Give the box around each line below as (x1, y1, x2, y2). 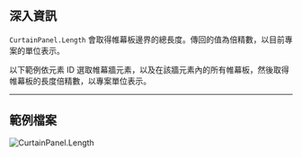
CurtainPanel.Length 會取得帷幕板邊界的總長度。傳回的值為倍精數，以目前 (9, 34, 285, 45)
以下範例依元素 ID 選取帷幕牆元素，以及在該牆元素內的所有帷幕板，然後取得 (9, 64, 289, 74)
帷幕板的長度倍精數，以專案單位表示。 (9, 75, 151, 86)
